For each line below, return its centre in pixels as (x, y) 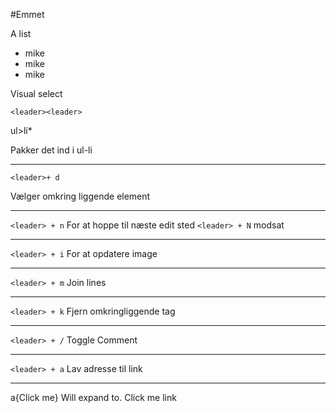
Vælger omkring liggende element (80, 196)
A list (21, 33)
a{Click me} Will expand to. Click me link (93, 397)
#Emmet (27, 14)
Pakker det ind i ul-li (51, 150)
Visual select (36, 93)
